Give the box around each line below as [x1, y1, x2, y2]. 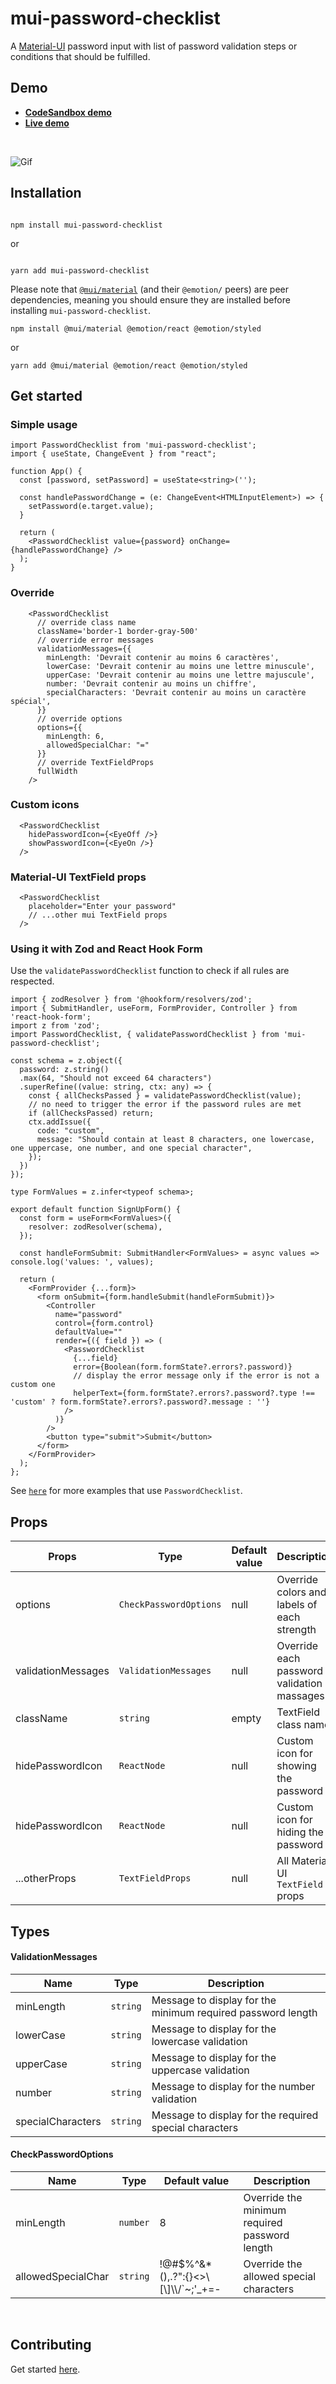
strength [276, 1623, 317, 1637]
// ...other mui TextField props [28, 910, 168, 921]
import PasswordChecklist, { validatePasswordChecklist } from [10, 1030, 280, 1040]
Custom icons [10, 798, 80, 812]
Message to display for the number [151, 2079, 316, 2093]
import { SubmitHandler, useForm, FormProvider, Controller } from [10, 1003, 298, 1014]
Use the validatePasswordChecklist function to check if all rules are [10, 965, 290, 977]
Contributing [10, 2337, 92, 2354]
